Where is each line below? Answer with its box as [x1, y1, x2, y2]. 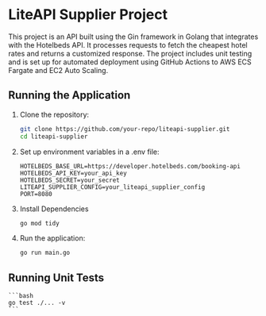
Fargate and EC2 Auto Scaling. [8, 65, 109, 75]
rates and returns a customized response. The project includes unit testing [8, 48, 253, 58]
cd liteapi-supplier [19, 133, 88, 141]
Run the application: [19, 233, 86, 243]
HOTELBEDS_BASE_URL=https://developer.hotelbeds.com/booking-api [19, 162, 241, 170]
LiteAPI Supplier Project [8, 6, 168, 24]
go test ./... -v [8, 299, 66, 307]
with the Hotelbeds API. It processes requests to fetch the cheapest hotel [8, 40, 248, 49]
